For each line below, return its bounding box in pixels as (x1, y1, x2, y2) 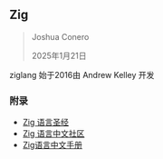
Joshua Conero (31, 31, 90, 42)
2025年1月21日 (31, 50, 87, 61)
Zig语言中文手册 (22, 140, 83, 151)
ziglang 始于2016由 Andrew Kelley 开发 (9, 69, 155, 80)
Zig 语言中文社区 (22, 128, 85, 139)
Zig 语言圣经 (22, 117, 70, 128)
